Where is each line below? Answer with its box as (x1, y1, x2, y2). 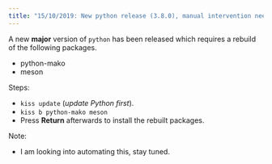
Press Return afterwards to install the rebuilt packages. (19, 115, 205, 125)
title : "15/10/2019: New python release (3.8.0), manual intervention (8, 11, 252, 20)
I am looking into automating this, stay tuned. (19, 146, 170, 156)
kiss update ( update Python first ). (19, 98, 134, 107)
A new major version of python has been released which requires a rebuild (8, 34, 257, 44)
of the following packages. (8, 42, 97, 53)
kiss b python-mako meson (19, 108, 108, 116)
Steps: (8, 82, 30, 92)
